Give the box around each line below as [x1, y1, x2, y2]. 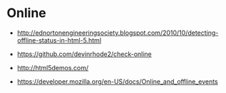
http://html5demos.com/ [16, 63, 89, 72]
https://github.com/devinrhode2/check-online [16, 50, 153, 58]
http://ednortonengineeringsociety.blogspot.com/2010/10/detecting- [16, 28, 219, 37]
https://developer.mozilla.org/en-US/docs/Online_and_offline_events [16, 77, 218, 86]
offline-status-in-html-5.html [16, 35, 101, 44]
